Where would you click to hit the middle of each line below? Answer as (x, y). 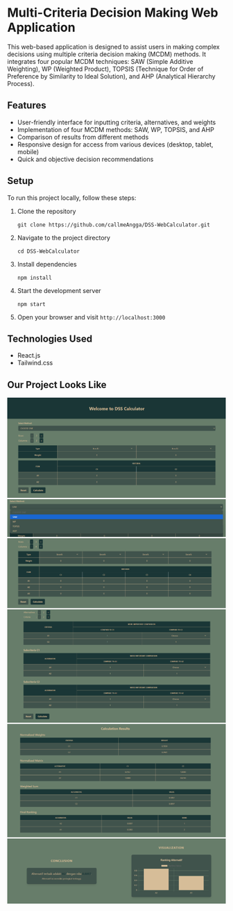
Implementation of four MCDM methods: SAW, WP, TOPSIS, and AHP (116, 129)
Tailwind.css (35, 363)
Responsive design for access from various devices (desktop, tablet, (115, 144)
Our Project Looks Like (57, 384)
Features (27, 106)
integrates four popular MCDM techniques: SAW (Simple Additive (100, 61)
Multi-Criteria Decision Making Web (113, 13)
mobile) (28, 151)
